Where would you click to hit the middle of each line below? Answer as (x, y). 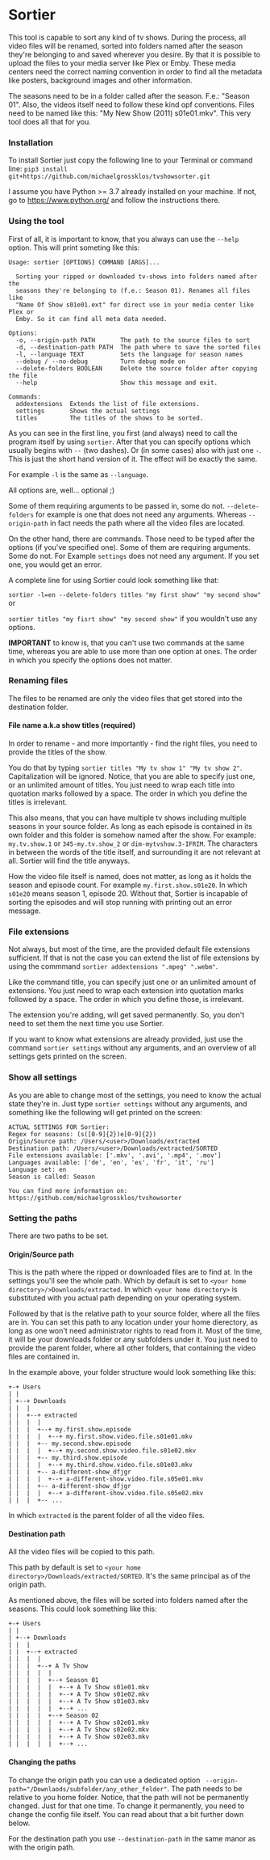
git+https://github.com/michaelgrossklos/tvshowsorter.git (110, 177)
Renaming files (38, 681)
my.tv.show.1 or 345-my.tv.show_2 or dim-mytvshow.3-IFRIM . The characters (133, 843)
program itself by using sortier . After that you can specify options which (130, 442)
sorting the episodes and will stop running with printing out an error (120, 903)
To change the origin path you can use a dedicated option (104, 1780)
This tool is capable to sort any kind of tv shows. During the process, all (127, 37)
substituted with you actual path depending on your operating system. (125, 1298)
